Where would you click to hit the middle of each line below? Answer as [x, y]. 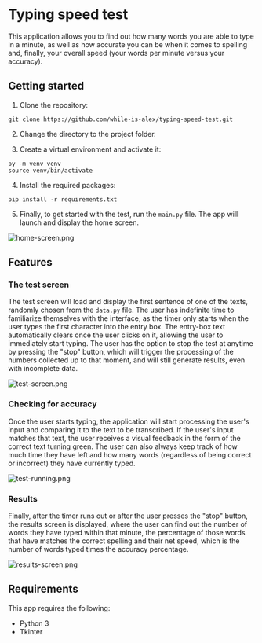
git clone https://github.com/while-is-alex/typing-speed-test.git [121, 119]
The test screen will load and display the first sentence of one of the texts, [128, 302]
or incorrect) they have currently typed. [72, 463]
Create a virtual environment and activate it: [90, 149]
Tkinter [31, 631]
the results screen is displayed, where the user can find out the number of [128, 524]
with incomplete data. [43, 369]
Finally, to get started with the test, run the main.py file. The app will [129, 214]
